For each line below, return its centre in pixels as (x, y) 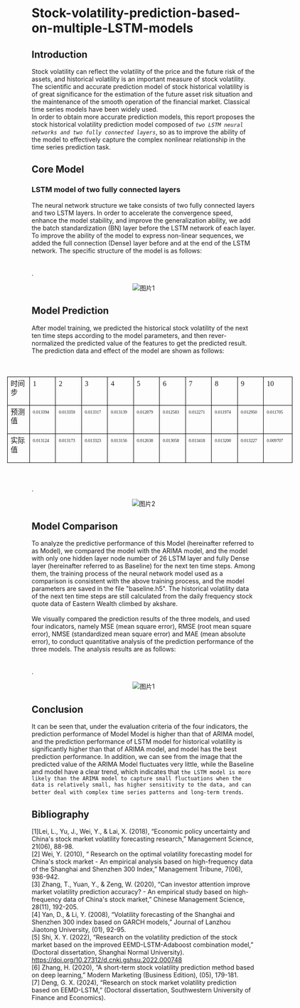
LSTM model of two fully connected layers (106, 190)
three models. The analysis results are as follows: (104, 649)
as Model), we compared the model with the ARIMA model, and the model (140, 551)
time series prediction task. (71, 147)
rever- (218, 335)
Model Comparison (75, 526)
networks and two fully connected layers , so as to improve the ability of (139, 132)
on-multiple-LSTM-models (112, 28)
